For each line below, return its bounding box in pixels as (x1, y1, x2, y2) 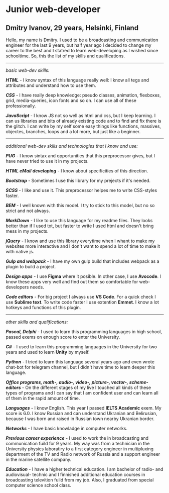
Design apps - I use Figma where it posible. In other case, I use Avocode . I (6, 273, 161, 279)
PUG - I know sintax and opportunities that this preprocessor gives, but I (6, 153, 155, 159)
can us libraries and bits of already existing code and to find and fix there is (6, 118, 161, 124)
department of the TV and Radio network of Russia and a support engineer (6, 451, 160, 457)
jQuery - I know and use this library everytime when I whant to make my (6, 238, 155, 244)
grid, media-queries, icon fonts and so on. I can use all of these (6, 97, 137, 104)
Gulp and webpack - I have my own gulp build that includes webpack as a (6, 258, 159, 264)
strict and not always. (6, 208, 50, 214)
